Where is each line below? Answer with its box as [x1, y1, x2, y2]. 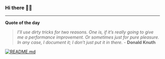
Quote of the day [5, 20, 40, 26]
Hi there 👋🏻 [5, 4, 32, 11]
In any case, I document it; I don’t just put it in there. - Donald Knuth [17, 40, 156, 45]
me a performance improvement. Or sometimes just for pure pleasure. [17, 34, 160, 40]
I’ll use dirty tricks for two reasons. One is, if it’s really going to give [17, 29, 154, 35]
